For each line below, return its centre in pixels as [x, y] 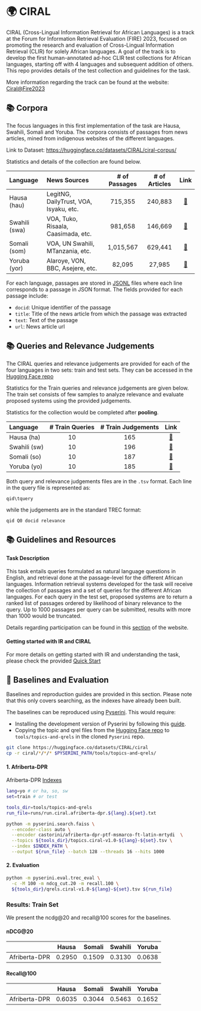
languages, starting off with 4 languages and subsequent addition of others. [100, 64]
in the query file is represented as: [48, 488]
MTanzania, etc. [69, 251]
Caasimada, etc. [69, 233]
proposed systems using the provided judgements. [69, 401]
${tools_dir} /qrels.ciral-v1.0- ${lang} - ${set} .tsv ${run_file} [92, 889]
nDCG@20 [20, 931]
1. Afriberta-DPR [27, 767]
